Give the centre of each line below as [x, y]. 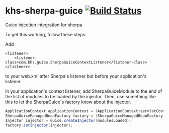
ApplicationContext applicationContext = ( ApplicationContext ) [73, 111]
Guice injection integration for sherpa [44, 25]
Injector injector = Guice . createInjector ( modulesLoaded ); [68, 120]
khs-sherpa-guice [44, 11]
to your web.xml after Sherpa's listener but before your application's [76, 76]
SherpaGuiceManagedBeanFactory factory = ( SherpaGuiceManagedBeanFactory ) [85, 116]
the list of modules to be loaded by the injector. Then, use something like [80, 96]
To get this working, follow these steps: [46, 34]
